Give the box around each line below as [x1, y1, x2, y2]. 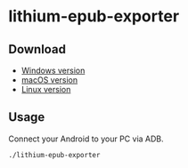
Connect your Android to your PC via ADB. [8, 133, 164, 144]
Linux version [20, 84, 71, 94]
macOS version [20, 75, 78, 85]
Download [8, 42, 66, 57]
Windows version [20, 65, 86, 76]
